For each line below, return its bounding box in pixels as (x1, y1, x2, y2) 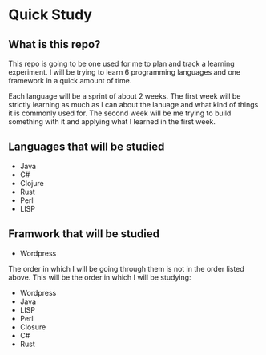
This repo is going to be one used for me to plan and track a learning (8, 58, 235, 68)
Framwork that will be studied (8, 227, 160, 241)
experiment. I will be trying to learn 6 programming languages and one (8, 67, 241, 77)
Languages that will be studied (8, 140, 165, 154)
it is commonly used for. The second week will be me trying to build (8, 108, 232, 118)
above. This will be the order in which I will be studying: (8, 272, 191, 282)
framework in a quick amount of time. (8, 76, 132, 85)
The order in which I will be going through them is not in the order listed (8, 264, 244, 273)
